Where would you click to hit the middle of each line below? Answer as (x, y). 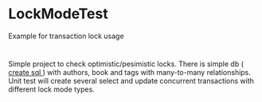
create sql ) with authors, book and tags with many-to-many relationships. (129, 73)
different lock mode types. (52, 89)
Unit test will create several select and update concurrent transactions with (131, 81)
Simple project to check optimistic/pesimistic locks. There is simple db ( (126, 64)
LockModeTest (59, 14)
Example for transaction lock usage (66, 36)
